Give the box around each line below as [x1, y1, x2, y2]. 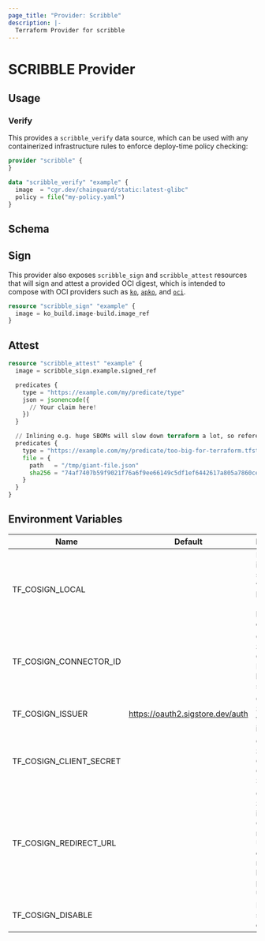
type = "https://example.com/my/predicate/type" [22, 388, 185, 396]
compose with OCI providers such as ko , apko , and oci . [8, 287, 186, 296]
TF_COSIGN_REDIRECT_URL [12, 838, 117, 849]
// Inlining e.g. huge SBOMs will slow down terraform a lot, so [15, 432, 235, 441]
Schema [8, 222, 50, 235]
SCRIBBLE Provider [8, 60, 136, 78]
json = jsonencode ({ [22, 396, 90, 403]
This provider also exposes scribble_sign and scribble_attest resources [8, 270, 248, 279]
